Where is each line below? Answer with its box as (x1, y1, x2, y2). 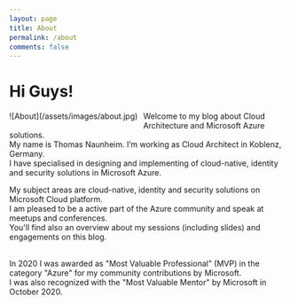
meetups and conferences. (9, 213, 108, 223)
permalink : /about (9, 33, 77, 42)
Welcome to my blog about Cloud (143, 111, 266, 121)
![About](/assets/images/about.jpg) (9, 111, 138, 121)
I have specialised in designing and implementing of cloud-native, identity (9, 158, 279, 168)
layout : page (9, 14, 58, 23)
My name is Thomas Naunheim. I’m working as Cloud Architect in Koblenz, (9, 139, 282, 150)
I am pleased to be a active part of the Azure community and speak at (9, 204, 264, 214)
